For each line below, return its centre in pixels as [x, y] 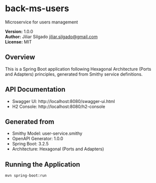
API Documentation [35, 90]
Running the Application [43, 164]
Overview [20, 57]
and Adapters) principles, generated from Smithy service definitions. [74, 74]
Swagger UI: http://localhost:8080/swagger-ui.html [64, 101]
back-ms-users [37, 9]
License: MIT [19, 41]
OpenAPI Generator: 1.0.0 [38, 139]
